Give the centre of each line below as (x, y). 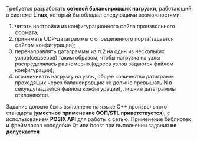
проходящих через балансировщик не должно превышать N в (93, 83)
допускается (23, 132)
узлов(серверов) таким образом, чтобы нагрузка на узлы (87, 58)
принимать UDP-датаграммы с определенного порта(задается (94, 39)
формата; (27, 32)
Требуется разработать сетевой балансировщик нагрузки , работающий (99, 9)
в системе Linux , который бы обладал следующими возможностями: (94, 15)
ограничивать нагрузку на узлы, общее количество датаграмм (94, 76)
